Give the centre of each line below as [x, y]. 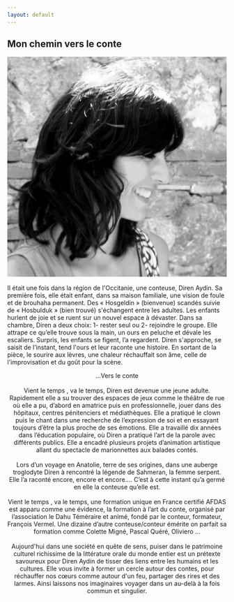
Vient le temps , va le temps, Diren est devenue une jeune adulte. [117, 390]
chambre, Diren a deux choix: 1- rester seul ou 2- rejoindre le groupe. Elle [112, 325]
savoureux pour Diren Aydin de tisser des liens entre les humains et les [117, 561]
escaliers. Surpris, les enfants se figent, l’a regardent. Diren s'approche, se [114, 340]
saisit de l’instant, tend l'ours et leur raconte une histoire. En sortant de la [112, 347]
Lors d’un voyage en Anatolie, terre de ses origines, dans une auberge [117, 465]
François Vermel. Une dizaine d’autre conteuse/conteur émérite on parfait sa [117, 524]
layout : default [31, 15]
